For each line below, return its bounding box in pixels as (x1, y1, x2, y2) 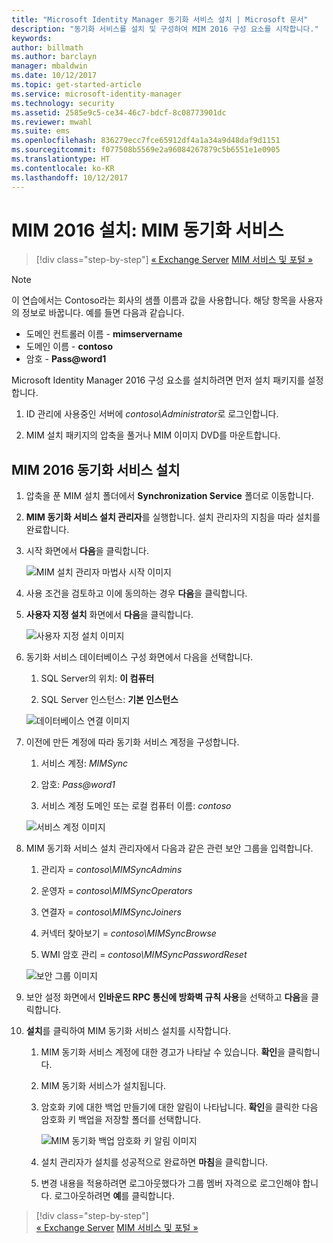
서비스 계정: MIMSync (40, 757, 129, 770)
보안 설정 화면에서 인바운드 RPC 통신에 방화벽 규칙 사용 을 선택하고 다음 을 (25, 991, 309, 1003)
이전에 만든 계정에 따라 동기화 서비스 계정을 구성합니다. (25, 736, 240, 748)
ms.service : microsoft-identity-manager (11, 89, 183, 99)
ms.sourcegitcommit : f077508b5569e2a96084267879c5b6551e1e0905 (11, 145, 281, 155)
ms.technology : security (11, 98, 115, 108)
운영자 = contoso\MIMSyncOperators (40, 885, 193, 897)
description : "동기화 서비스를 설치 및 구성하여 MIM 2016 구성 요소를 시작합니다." (11, 24, 319, 34)
